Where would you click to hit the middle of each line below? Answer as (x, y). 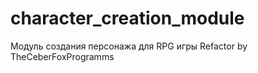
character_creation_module (127, 18)
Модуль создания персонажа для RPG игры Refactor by (129, 46)
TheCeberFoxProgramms (62, 56)
